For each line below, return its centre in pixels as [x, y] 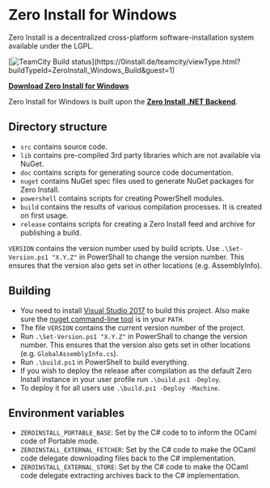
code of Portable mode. [59, 441]
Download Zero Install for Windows [69, 86]
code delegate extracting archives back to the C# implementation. [130, 476]
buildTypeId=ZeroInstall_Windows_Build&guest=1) [92, 70]
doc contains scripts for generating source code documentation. [127, 172]
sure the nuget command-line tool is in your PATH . [102, 319]
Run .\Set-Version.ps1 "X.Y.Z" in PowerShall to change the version [134, 336]
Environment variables [67, 413]
